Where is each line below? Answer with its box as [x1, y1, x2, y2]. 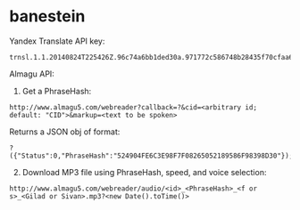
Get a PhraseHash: [21, 85, 92, 96]
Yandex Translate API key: [9, 36, 105, 46]
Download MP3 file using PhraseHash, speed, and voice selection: [21, 166, 267, 177]
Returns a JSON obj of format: [9, 126, 121, 137]
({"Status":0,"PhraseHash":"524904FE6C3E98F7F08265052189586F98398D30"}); [9, 151, 294, 160]
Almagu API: [9, 69, 55, 79]
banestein [9, 6, 86, 27]
